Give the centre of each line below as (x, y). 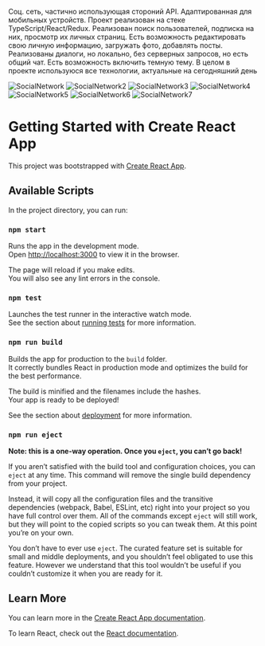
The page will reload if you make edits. (72, 270)
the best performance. (45, 376)
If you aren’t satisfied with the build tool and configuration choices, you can (132, 466)
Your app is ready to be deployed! (64, 399)
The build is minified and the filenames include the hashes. (105, 391)
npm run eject (35, 435)
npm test (25, 298)
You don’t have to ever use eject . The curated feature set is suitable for (125, 548)
